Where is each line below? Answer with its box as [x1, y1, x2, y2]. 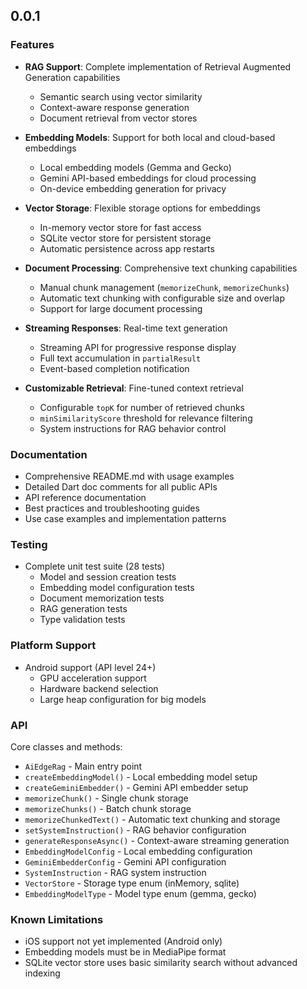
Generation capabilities [24, 71, 121, 83]
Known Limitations [10, 912, 104, 926]
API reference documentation [24, 491, 147, 503]
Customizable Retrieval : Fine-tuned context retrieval [24, 382, 244, 394]
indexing [24, 967, 61, 979]
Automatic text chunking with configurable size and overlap [39, 292, 285, 304]
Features [10, 38, 55, 52]
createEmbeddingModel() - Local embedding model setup [24, 770, 258, 783]
